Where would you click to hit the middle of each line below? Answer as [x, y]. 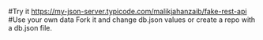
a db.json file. [30, 28]
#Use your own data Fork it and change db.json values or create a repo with [132, 20]
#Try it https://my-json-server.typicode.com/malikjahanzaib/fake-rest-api [128, 11]
